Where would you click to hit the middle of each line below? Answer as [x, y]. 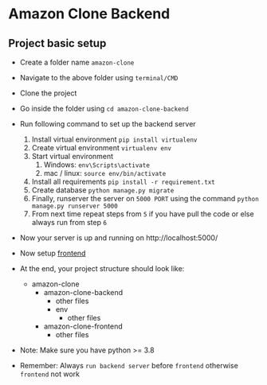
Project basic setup [57, 43]
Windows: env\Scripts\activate [96, 165]
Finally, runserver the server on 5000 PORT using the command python [145, 198]
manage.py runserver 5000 [75, 206]
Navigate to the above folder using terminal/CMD [99, 78]
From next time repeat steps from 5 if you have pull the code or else [143, 214]
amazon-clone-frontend [83, 326]
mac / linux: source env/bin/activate [105, 173]
